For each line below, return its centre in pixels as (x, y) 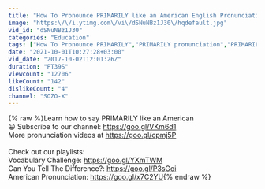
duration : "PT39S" (38, 67)
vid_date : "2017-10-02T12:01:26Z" (65, 60)
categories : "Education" (49, 37)
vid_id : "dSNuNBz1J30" (45, 30)
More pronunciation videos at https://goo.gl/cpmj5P (92, 135)
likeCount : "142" (37, 81)
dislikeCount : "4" (38, 89)
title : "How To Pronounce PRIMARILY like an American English (112, 15)
